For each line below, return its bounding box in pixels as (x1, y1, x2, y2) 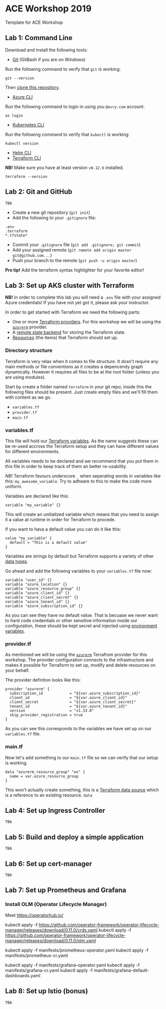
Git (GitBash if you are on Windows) (12, 56, 86, 62)
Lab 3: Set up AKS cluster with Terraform (5, 281, 134, 290)
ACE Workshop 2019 (5, 3, 92, 14)
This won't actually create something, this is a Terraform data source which (5, 787, 160, 793)
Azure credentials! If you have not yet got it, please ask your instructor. (5, 300, 150, 306)
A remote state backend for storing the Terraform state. (12, 329, 126, 335)
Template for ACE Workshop (5, 19, 63, 25)
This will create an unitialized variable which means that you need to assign (5, 511, 160, 517)
